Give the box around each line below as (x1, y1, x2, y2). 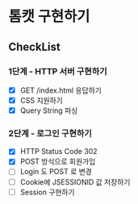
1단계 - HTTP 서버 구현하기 (8, 65, 107, 77)
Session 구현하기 (19, 187, 75, 197)
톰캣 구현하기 (8, 7, 90, 26)
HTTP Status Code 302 (19, 147, 98, 156)
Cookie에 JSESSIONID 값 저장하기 (19, 177, 131, 186)
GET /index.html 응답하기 (19, 85, 102, 95)
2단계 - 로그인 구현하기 (8, 127, 93, 139)
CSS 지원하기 (19, 95, 63, 105)
